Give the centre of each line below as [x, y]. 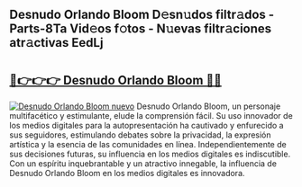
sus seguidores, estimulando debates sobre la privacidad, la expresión [141, 135]
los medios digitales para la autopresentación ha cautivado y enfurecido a [146, 125]
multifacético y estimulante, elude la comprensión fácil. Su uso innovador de [151, 116]
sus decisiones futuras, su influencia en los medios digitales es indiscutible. [150, 154]
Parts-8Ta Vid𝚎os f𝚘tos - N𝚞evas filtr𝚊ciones [141, 29]
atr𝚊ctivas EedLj [56, 43]
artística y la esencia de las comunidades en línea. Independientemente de [148, 144]
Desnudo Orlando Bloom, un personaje [209, 106]
